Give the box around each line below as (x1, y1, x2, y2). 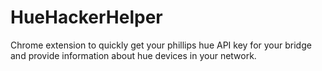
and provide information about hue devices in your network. (10, 49, 257, 61)
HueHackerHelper (10, 6, 163, 29)
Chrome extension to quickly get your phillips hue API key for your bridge (10, 39, 312, 51)
